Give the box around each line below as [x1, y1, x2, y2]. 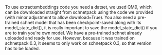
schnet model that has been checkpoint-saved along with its [20, 19, 142, 25]
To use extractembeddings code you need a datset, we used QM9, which [5, 4, 152, 10]
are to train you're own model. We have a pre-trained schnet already [5, 30, 142, 36]
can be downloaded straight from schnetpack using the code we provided [5, 9, 154, 15]
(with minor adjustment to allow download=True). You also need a [5, 15, 137, 20]
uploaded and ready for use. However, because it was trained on [5, 35, 135, 41]
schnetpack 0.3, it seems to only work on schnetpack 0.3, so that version [5, 40, 152, 46]
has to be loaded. [5, 46, 40, 51]
